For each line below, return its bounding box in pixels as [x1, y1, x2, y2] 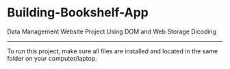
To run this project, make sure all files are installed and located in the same [7, 46, 218, 55]
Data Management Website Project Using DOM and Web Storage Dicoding [7, 27, 217, 36]
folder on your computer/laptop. [7, 54, 97, 62]
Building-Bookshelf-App [7, 5, 149, 20]
